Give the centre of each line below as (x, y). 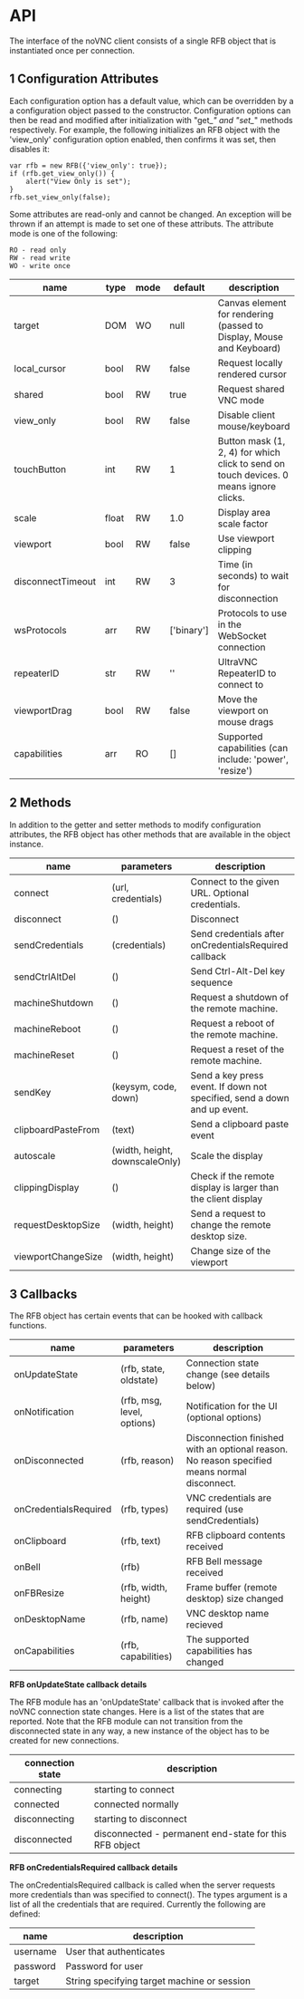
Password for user (104, 1966)
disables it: (29, 149)
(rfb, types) (145, 1510)
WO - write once (40, 266)
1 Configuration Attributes (84, 79)
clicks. (232, 497)
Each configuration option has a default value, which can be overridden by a (152, 101)
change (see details (228, 1375)
